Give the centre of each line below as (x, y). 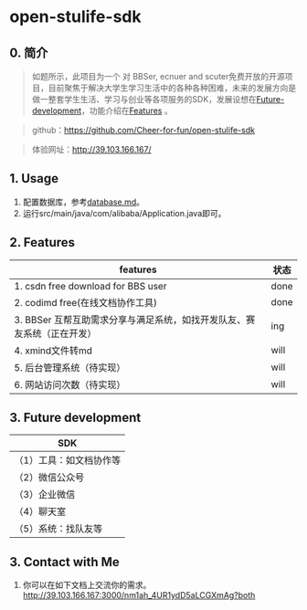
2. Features (42, 242)
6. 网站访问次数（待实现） (70, 384)
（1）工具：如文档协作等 (68, 460)
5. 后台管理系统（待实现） (70, 367)
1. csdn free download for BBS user (90, 286)
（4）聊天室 (40, 511)
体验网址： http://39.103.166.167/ (92, 149)
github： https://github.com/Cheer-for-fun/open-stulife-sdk (143, 130)
